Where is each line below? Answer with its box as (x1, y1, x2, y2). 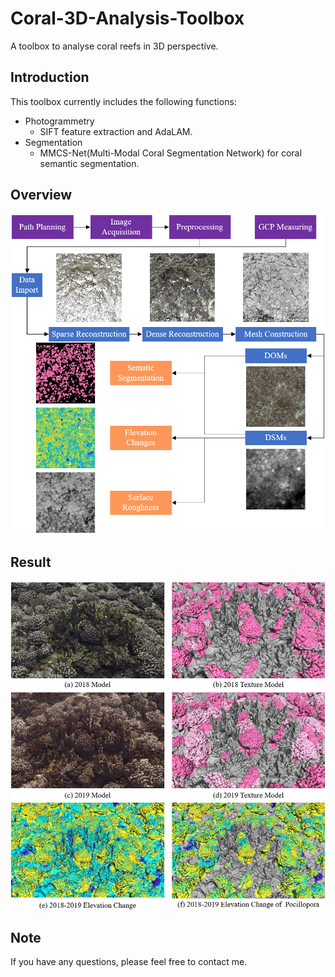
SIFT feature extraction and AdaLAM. (39, 125, 193, 137)
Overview (10, 187, 73, 204)
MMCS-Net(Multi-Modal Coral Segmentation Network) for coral (39, 147, 302, 159)
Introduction (10, 69, 90, 86)
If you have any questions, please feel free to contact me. (10, 956, 248, 968)
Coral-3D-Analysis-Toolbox (10, 7, 245, 30)
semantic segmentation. (39, 157, 140, 169)
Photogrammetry (24, 115, 95, 127)
